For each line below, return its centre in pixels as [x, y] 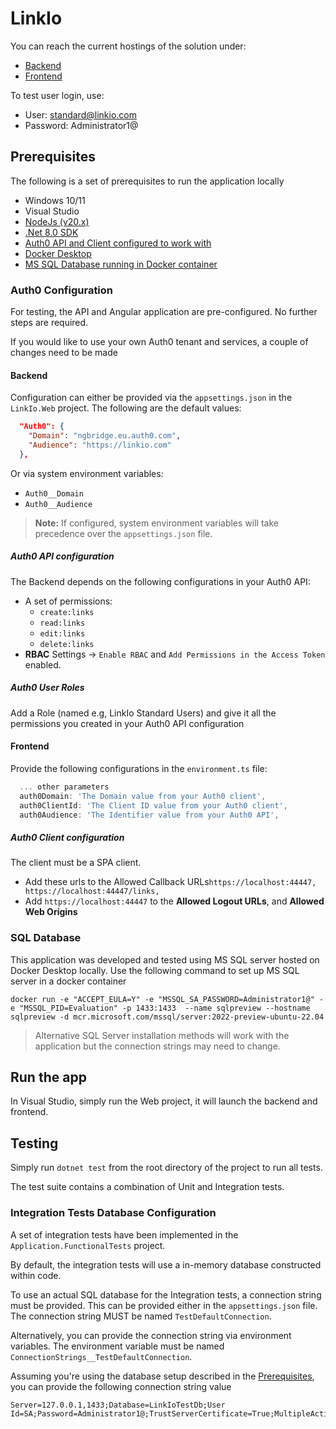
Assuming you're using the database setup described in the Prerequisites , [162, 1376]
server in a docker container [68, 981]
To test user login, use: [57, 95]
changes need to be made [64, 353]
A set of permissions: [68, 601]
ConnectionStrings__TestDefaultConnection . [101, 1356]
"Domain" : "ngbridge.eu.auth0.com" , [105, 436]
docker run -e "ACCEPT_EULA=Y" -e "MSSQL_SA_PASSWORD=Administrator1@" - [167, 999]
